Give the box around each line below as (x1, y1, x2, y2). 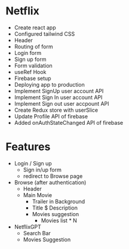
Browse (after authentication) (14, 179, 87, 186)
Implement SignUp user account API (14, 87, 104, 94)
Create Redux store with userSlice (14, 106, 99, 113)
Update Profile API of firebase (14, 112, 88, 120)
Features (5, 140, 51, 153)
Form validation (14, 62, 53, 69)
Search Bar (23, 229, 51, 236)
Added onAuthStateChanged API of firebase (14, 119, 124, 126)
